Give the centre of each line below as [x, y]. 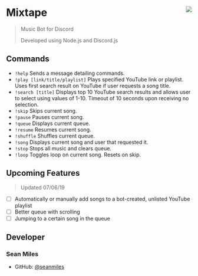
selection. [27, 104]
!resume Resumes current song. [53, 129]
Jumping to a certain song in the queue [62, 218]
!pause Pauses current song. [49, 117]
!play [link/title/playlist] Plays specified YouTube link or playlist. [99, 79]
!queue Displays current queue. [52, 123]
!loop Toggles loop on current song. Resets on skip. [78, 155]
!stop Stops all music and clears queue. [63, 148]
